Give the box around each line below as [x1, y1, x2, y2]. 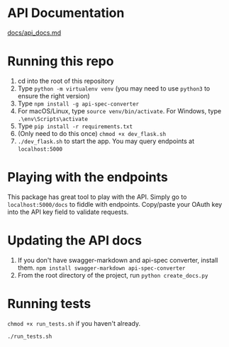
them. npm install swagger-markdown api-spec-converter [17, 263, 186, 272]
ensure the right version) [17, 91, 90, 100]
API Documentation [7, 5, 125, 21]
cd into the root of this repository [17, 76, 115, 85]
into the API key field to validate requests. [7, 207, 129, 216]
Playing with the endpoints [7, 169, 168, 186]
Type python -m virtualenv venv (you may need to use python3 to [17, 84, 211, 93]
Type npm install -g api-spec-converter [17, 99, 140, 108]
